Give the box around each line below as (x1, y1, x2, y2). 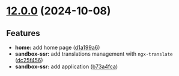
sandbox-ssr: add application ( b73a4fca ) (14, 63, 118, 70)
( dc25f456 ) (14, 57, 43, 63)
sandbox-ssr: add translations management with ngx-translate (14, 50, 173, 57)
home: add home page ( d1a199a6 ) (14, 44, 100, 51)
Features (6, 28, 40, 38)
